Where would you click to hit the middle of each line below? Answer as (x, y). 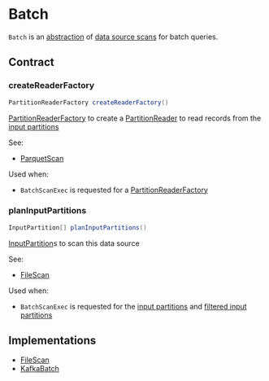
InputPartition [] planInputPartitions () (78, 228)
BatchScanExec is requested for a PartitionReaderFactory (114, 190)
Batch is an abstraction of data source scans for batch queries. (113, 37)
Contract (31, 62)
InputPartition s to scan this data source (74, 243)
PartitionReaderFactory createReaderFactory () (89, 103)
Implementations (52, 341)
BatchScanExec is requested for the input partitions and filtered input (133, 306)
